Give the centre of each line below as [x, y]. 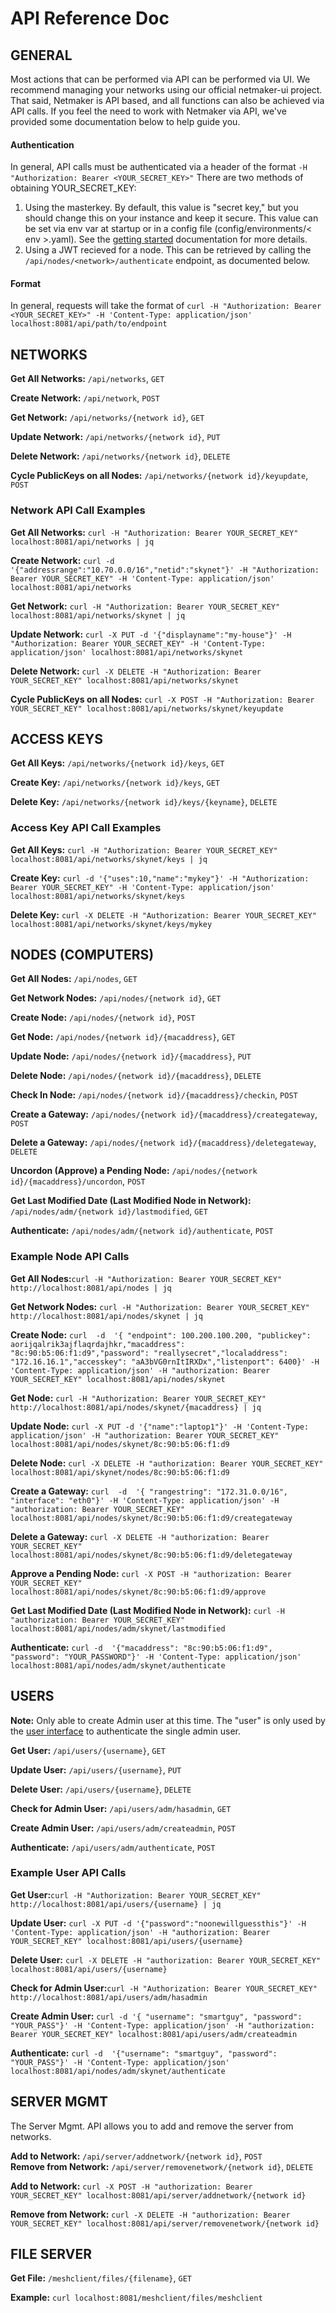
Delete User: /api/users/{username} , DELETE [101, 1789]
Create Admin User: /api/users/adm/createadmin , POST [123, 1828]
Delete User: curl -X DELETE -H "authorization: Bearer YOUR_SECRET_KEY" [166, 1959]
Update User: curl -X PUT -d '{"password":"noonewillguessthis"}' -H [158, 1923]
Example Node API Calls [70, 1257]
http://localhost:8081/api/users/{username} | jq [116, 1904]
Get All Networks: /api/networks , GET [87, 379]
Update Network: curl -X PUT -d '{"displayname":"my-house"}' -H [151, 634]
